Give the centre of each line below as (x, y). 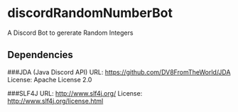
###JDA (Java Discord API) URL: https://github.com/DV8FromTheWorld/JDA (119, 72)
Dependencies (40, 55)
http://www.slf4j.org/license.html (55, 101)
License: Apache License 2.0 (50, 79)
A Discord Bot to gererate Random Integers (70, 33)
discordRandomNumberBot (90, 13)
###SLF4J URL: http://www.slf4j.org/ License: (75, 93)
